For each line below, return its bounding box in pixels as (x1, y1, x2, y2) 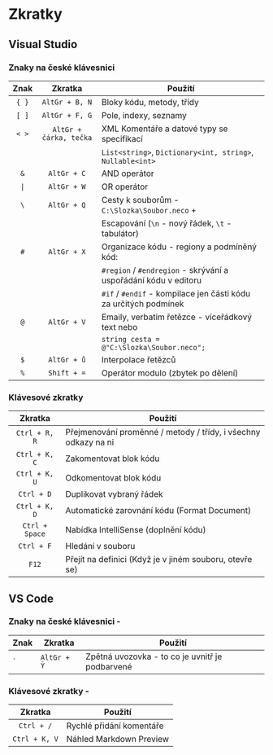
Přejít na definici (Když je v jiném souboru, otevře (65, 554, 253, 565)
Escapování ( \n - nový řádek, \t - (101, 217, 232, 229)
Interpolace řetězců (101, 353, 176, 365)
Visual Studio (8, 37, 78, 51)
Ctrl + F (18, 542, 52, 551)
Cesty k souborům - (101, 194, 180, 205)
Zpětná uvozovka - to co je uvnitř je (84, 651, 223, 662)
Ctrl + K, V (12, 735, 59, 744)
